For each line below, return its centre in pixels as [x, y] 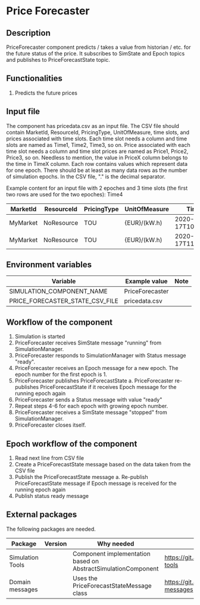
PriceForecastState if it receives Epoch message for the [108, 387]
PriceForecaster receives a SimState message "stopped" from [91, 412]
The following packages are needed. [51, 529]
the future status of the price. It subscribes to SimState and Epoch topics [96, 54]
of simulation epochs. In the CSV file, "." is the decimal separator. [86, 176]
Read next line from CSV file [49, 458]
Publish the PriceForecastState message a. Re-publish [82, 477]
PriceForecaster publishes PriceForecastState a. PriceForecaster [94, 381]
